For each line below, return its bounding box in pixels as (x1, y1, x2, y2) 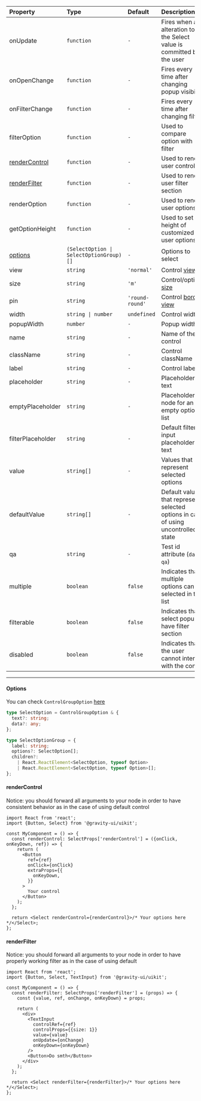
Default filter (161, 423, 196, 431)
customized (161, 228, 194, 236)
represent (161, 463, 188, 471)
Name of (161, 330, 185, 338)
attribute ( (161, 550, 190, 558)
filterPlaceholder (9, 435, 56, 443)
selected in (161, 590, 193, 598)
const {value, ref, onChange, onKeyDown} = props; (17, 995, 146, 1001)
